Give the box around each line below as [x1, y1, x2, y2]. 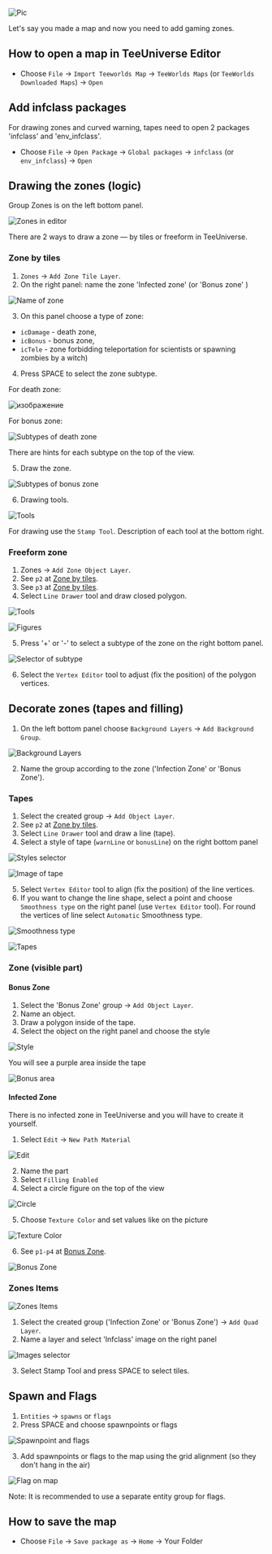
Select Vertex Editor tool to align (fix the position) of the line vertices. [19, 884, 255, 894]
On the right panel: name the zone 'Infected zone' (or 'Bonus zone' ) [19, 279, 249, 289]
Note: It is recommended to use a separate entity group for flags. [8, 1491, 226, 1501]
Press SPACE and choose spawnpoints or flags [19, 1420, 178, 1430]
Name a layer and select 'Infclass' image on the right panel [19, 1334, 218, 1344]
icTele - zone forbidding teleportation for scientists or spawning [19, 344, 236, 354]
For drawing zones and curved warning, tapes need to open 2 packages [8, 122, 250, 132]
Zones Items [8, 1282, 59, 1294]
